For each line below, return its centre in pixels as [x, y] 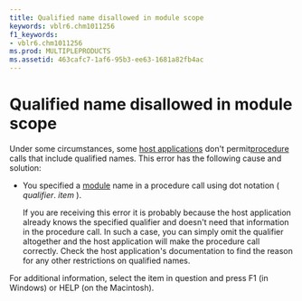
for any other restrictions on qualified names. [106, 260]
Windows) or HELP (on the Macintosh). [82, 287]
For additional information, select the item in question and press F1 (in [139, 277]
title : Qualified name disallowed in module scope [107, 18]
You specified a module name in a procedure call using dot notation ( [151, 185]
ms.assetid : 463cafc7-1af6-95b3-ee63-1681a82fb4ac [107, 60]
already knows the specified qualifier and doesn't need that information [156, 221]
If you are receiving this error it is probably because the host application [157, 212]
